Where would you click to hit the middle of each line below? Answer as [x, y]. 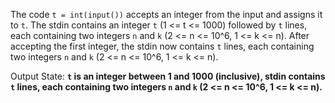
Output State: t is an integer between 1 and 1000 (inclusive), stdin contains [168, 76]
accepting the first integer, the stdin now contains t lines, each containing [162, 46]
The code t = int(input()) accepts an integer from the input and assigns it [166, 14]
